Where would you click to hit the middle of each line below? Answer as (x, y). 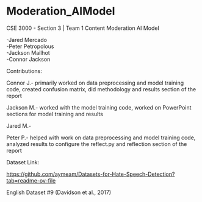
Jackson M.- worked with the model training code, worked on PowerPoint (99, 107)
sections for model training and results (55, 114)
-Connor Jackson (28, 59)
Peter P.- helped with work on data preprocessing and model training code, (101, 138)
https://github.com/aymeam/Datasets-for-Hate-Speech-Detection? (91, 174)
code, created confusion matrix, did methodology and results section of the (101, 89)
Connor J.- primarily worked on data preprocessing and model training (95, 83)
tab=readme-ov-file (31, 180)
